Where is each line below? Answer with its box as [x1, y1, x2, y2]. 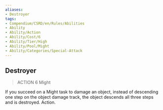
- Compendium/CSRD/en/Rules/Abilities [5, 21, 85, 26]
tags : [5, 16, 16, 21]
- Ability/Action [5, 30, 41, 35]
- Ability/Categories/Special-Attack [5, 48, 83, 53]
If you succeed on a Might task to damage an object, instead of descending [5, 89, 159, 95]
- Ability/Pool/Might [5, 44, 50, 49]
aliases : [5, 7, 23, 12]
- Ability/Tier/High [5, 39, 48, 44]
